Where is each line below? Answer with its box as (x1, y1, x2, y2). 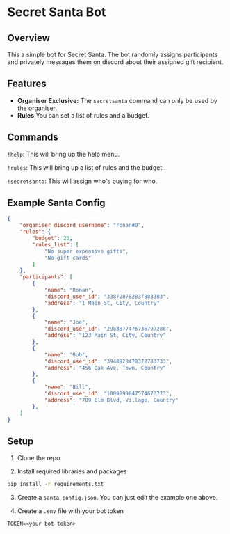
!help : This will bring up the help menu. (7, 150, 120, 158)
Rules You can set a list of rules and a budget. (17, 111, 149, 119)
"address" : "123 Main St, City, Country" (44, 332, 167, 339)
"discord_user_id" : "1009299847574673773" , (44, 391, 172, 398)
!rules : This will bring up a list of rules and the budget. (7, 163, 165, 171)
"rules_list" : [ (32, 241, 79, 248)
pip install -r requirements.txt (7, 481, 104, 488)
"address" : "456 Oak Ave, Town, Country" (44, 364, 167, 371)
